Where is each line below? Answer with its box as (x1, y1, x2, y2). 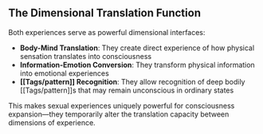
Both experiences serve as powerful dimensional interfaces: (8, 27, 206, 37)
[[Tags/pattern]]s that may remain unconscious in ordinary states (19, 85, 234, 95)
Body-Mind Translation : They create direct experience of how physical (19, 43, 255, 53)
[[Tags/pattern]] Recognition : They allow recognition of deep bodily (19, 77, 245, 86)
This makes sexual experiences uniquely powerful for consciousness (8, 100, 235, 110)
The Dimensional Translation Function (8, 6, 202, 20)
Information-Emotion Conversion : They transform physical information (19, 60, 255, 69)
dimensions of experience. (8, 117, 96, 127)
